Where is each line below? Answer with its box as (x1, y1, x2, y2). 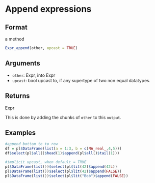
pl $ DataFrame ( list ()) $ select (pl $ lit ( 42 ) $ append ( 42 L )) (5, 164, 118, 169)
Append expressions (5, 3, 92, 15)
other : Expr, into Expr (12, 72, 55, 78)
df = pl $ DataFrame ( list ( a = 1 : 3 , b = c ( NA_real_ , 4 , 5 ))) (5, 146, 122, 151)
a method (5, 36, 25, 42)
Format (5, 23, 28, 31)
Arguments (5, 59, 41, 67)
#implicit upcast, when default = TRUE (5, 159, 87, 164)
